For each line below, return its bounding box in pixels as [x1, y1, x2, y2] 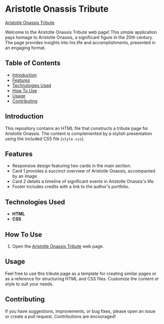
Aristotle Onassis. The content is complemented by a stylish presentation [5, 130, 152, 136]
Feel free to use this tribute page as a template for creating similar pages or [5, 271, 157, 276]
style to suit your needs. [5, 281, 54, 287]
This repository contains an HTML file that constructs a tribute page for [5, 125, 148, 131]
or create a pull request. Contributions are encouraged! [5, 313, 116, 319]
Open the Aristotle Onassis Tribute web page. [12, 244, 104, 249]
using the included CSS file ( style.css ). [5, 136, 85, 142]
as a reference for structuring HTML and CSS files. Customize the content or [5, 275, 159, 281]
